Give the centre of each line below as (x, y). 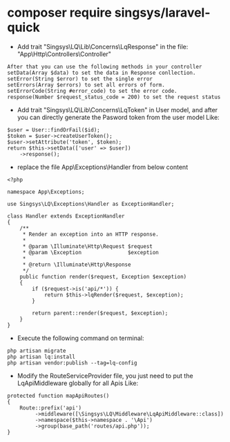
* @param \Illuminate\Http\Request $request (88, 246)
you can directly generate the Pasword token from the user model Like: (118, 117)
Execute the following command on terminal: (80, 338)
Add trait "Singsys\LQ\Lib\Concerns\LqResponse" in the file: (103, 46)
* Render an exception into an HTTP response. (90, 234)
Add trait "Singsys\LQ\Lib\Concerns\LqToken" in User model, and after (117, 109)
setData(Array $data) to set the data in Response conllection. (102, 73)
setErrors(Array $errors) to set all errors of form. (86, 85)
